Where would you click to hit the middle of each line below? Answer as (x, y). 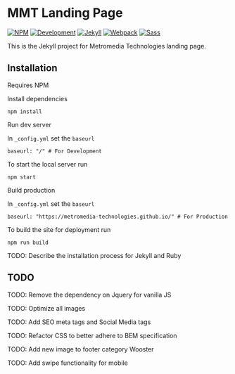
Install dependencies (38, 98)
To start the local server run (47, 164)
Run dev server (29, 124)
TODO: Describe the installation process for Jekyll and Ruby (94, 255)
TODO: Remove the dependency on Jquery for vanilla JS (89, 295)
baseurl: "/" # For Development (55, 151)
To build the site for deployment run (59, 229)
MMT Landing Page (65, 13)
